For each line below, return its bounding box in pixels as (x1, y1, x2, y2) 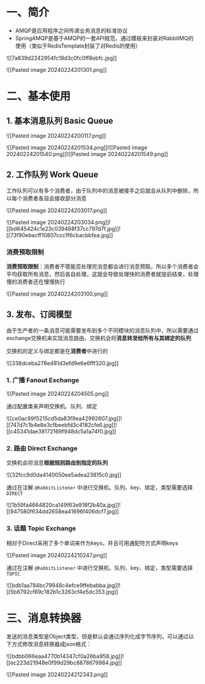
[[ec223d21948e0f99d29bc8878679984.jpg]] (6, 659, 122, 666)
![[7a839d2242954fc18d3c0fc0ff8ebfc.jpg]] (6, 54, 117, 62)
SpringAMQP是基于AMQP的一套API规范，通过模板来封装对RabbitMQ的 (15, 34, 194, 41)
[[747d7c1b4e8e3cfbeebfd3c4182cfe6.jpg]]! (6, 421, 118, 429)
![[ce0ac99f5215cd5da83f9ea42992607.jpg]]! (6, 415, 122, 422)
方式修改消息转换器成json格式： (11, 640, 92, 647)
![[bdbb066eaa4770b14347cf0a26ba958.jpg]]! (6, 652, 124, 660)
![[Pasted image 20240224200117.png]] (6, 132, 106, 139)
